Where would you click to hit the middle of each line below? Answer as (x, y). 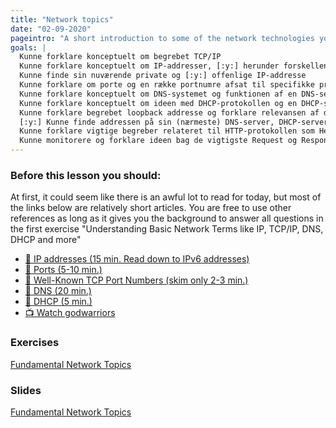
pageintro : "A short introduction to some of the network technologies (162, 38)
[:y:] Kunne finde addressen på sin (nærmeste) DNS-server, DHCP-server (174, 122)
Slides (26, 390)
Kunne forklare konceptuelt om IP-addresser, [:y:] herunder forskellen (174, 66)
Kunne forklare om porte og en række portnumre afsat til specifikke (167, 85)
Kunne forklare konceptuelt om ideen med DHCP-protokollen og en (158, 103)
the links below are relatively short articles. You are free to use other (151, 208)
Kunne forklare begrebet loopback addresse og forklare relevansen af (169, 112)
